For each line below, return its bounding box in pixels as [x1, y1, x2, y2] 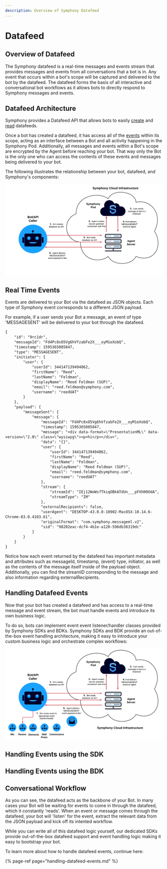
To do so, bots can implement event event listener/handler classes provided [5, 622, 161, 628]
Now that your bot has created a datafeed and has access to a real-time [5, 602, 153, 608]
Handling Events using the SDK [5, 750, 104, 759]
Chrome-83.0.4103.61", [5, 514, 52, 519]
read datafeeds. [5, 123, 38, 129]
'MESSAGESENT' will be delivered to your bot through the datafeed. [5, 320, 145, 326]
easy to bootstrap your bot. [5, 839, 61, 845]
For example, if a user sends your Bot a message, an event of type [5, 314, 142, 320]
